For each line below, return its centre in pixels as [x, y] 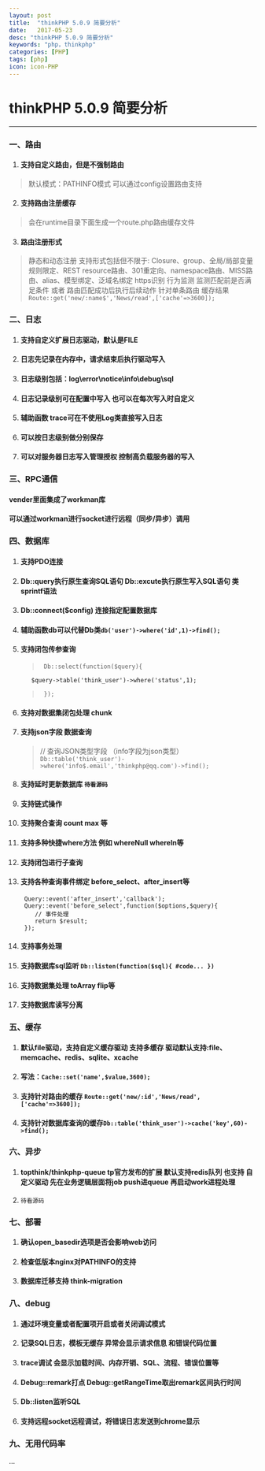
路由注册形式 [41, 242]
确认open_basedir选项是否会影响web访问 [88, 1243]
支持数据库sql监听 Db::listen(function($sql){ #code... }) [117, 966]
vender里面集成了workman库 [57, 499]
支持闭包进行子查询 [52, 862]
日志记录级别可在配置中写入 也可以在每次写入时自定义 [107, 398]
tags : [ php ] [28, 60]
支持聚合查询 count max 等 [64, 823]
